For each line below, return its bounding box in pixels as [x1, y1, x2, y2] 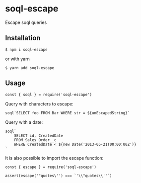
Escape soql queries [5, 19, 47, 25]
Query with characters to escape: [5, 100, 73, 107]
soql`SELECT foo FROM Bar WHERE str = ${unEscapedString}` [5, 110, 130, 115]
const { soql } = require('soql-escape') [5, 92, 92, 97]
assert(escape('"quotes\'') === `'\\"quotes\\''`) [5, 173, 112, 178]
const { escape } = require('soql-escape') [5, 165, 97, 170]
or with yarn [5, 56, 30, 62]
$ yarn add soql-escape [5, 65, 55, 70]
